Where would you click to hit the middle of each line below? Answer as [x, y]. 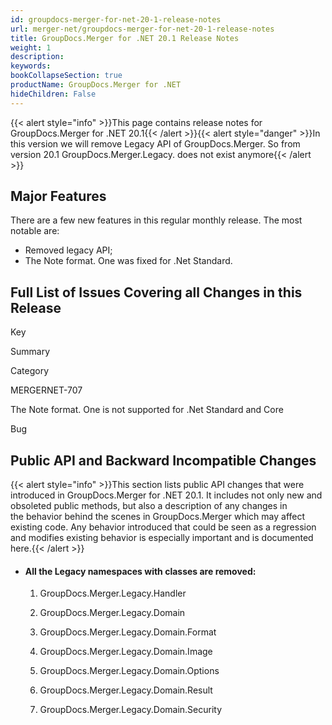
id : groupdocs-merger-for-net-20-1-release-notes [116, 19]
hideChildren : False [53, 94]
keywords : [31, 66]
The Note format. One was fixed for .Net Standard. [128, 261]
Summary [30, 352]
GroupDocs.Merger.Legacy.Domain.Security [131, 710]
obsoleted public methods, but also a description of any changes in [149, 506]
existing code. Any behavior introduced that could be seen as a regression [163, 527]
